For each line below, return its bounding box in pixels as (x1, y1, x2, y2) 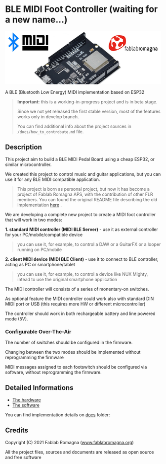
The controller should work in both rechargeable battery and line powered (5, 310, 156, 316)
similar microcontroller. (5, 161, 52, 167)
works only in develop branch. (17, 113, 79, 120)
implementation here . (17, 202, 62, 208)
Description (5, 143, 42, 152)
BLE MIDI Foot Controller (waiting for (5, 3, 158, 15)
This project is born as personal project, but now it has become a (17, 186, 150, 192)
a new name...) (5, 14, 68, 25)
